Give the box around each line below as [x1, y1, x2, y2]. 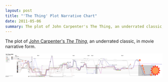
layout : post [5, 8, 32, 13]
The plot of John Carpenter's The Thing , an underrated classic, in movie [5, 38, 154, 44]
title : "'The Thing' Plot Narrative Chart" [5, 13, 97, 18]
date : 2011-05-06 [5, 18, 41, 23]
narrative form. [5, 43, 36, 49]
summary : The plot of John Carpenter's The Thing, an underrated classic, [5, 24, 164, 29]
